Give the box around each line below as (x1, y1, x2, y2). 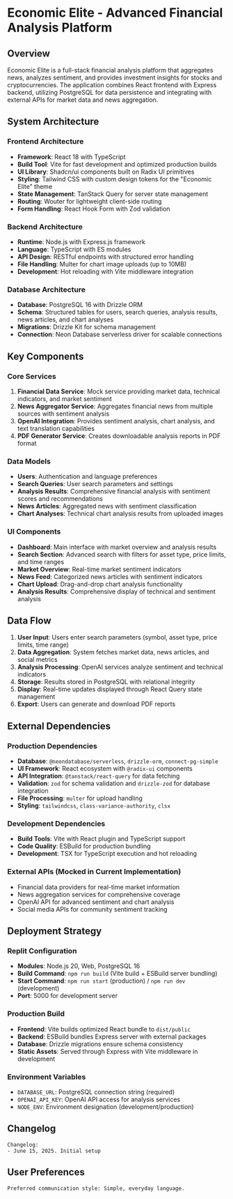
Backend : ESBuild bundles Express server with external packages (17, 1032, 207, 1041)
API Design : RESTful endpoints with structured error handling (17, 252, 194, 261)
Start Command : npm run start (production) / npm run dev (17, 976, 186, 985)
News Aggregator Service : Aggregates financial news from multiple (17, 402, 214, 410)
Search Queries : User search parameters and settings (17, 480, 174, 488)
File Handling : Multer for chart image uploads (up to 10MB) (17, 259, 187, 268)
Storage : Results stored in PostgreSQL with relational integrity (17, 678, 195, 686)
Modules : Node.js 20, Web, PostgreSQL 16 (17, 962, 140, 970)
